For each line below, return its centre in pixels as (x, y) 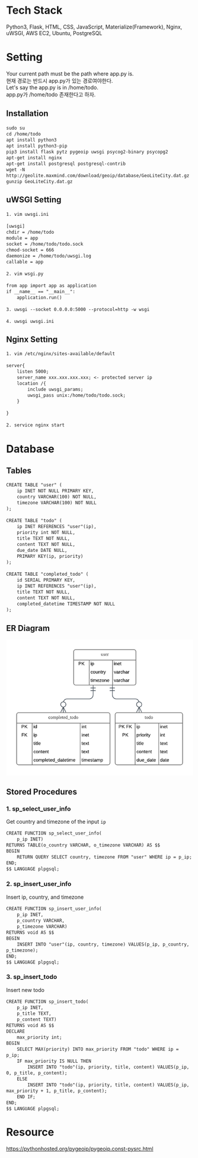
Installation (27, 114)
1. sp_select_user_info (39, 808)
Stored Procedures (41, 792)
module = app (22, 238)
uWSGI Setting (34, 200)
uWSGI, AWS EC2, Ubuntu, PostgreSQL (54, 33)
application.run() (39, 297)
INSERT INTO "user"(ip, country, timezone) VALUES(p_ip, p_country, (103, 944)
